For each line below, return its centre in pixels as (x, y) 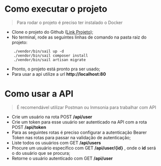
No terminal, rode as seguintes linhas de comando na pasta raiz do (79, 37)
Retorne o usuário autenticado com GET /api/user (62, 158)
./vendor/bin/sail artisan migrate (50, 60)
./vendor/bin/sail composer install (51, 55)
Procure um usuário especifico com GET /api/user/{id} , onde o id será (84, 148)
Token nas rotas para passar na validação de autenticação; (71, 137)
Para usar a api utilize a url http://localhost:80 (59, 74)
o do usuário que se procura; (41, 153)
